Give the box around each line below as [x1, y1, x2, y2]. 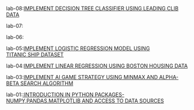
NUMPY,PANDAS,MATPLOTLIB [6, 97, 81, 104]
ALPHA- [159, 74, 179, 80]
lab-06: [6, 34, 24, 40]
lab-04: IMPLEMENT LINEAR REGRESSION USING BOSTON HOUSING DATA [6, 62, 188, 69]
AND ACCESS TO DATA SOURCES [81, 97, 164, 104]
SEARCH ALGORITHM [20, 80, 73, 87]
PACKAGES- [94, 91, 125, 98]
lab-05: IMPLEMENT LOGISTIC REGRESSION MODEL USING [6, 45, 151, 52]
